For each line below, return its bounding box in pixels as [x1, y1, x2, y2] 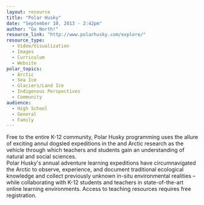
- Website [12, 60, 37, 66]
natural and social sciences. [6, 153, 77, 160]
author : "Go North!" [6, 26, 59, 32]
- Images [12, 49, 34, 55]
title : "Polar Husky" [6, 15, 62, 21]
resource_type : [6, 37, 45, 43]
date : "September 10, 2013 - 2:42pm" [6, 20, 103, 26]
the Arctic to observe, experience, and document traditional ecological [6, 166, 184, 173]
